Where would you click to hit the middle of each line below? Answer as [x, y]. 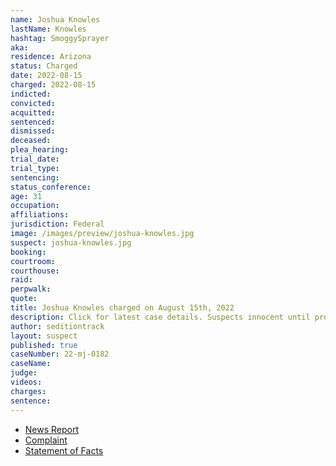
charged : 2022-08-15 [53, 85]
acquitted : [33, 112]
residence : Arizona [51, 57]
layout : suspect [44, 336]
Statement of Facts [64, 450]
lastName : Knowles [48, 29]
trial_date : [35, 159]
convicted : [33, 103]
